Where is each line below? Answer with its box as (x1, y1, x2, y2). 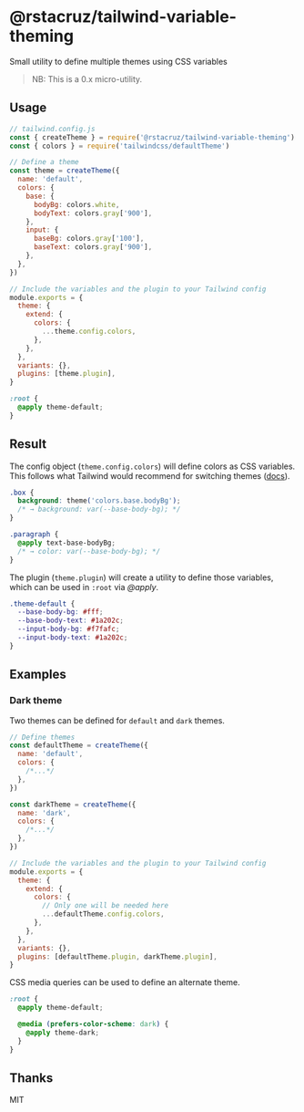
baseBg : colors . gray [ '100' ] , (33, 234, 145, 244)
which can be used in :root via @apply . (9, 581, 159, 592)
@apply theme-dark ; (25, 1028, 100, 1037)
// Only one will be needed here (42, 901, 169, 910)
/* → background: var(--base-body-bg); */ (17, 504, 181, 514)
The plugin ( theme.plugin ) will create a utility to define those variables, (9, 572, 274, 583)
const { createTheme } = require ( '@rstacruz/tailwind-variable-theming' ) (9, 132, 296, 142)
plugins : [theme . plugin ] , (17, 369, 117, 379)
